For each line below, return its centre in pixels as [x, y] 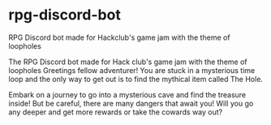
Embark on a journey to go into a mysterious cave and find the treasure [127, 94]
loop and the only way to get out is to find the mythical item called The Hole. [136, 79]
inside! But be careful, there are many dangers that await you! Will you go [131, 103]
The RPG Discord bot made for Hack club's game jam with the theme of [128, 62]
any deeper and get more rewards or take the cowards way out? [116, 112]
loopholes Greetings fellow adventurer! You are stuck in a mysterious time [132, 70]
